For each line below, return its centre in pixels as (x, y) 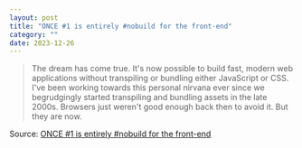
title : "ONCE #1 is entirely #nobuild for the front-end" (121, 26)
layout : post (34, 18)
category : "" (34, 34)
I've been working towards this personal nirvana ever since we (148, 88)
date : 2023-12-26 (42, 43)
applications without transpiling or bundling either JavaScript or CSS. (160, 79)
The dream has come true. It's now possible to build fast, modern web (162, 69)
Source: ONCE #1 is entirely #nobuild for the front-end (110, 134)
